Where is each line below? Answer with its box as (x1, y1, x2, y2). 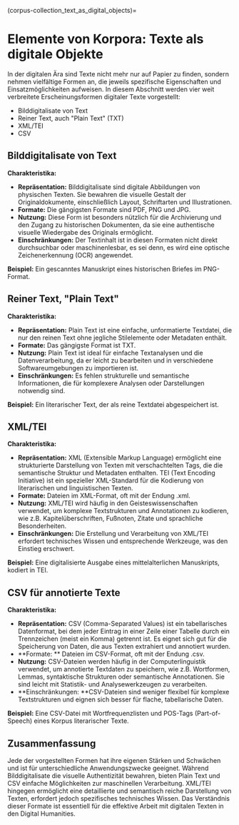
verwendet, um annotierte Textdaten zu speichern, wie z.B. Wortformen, (17, 665, 230, 674)
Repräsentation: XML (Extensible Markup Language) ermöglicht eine (17, 453, 222, 462)
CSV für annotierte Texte (7, 587, 121, 599)
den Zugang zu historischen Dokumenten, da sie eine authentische (17, 221, 215, 229)
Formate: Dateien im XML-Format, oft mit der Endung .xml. (17, 492, 190, 500)
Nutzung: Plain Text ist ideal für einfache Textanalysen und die (17, 348, 203, 357)
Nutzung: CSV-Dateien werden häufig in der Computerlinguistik (17, 657, 206, 666)
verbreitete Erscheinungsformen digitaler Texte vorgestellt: (7, 92, 180, 101)
